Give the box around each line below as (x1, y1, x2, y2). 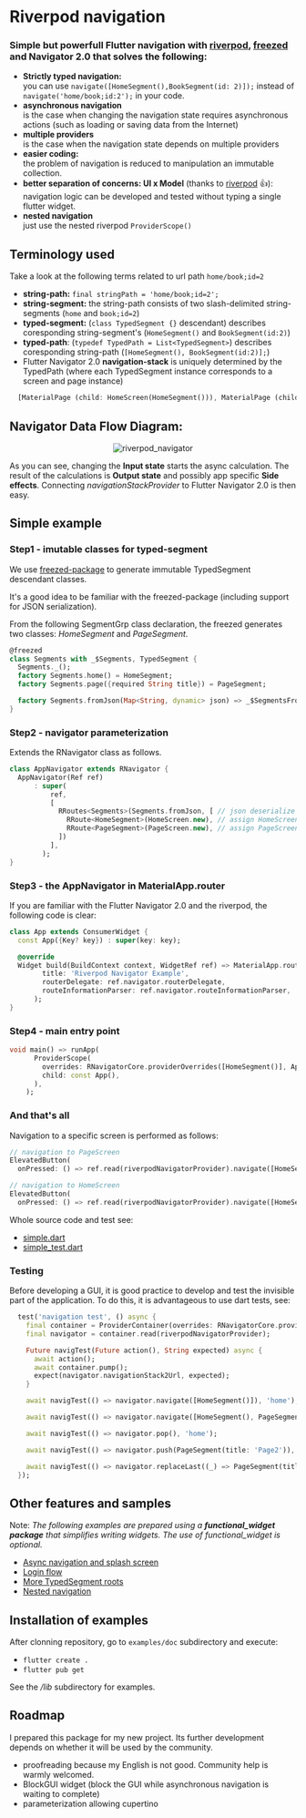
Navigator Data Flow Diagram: (9, 418, 184, 434)
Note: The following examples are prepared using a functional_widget (9, 1520, 276, 1531)
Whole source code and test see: (9, 1214, 134, 1225)
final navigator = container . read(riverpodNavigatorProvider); (25, 1329, 271, 1339)
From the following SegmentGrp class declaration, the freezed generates (9, 618, 283, 630)
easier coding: (22, 149, 79, 159)
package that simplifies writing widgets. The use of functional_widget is (9, 1529, 280, 1541)
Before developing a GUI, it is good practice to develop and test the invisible (9, 1285, 295, 1296)
